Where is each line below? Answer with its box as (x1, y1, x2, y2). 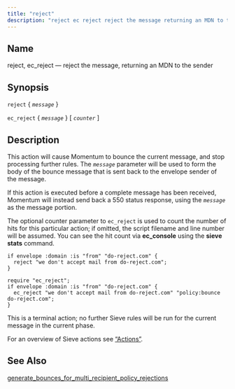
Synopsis (7, 81, 49, 93)
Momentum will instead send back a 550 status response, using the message (7, 195, 226, 204)
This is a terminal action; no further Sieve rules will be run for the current (7, 313, 217, 322)
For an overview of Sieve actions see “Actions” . (7, 334, 143, 343)
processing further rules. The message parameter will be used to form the (7, 160, 217, 168)
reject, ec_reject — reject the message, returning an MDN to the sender (7, 61, 213, 70)
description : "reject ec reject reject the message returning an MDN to (7, 17, 224, 24)
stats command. (7, 239, 55, 247)
